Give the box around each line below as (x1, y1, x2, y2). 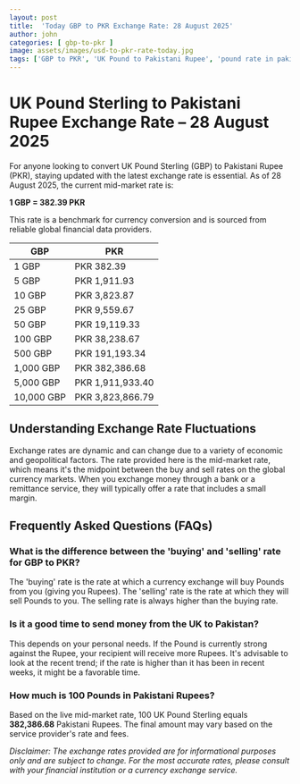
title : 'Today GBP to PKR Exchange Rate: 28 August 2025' (9, 21, 234, 30)
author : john (9, 30, 58, 38)
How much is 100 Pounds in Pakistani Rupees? (9, 689, 215, 702)
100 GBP (13, 333, 53, 345)
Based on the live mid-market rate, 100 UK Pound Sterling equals (9, 710, 248, 721)
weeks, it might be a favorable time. (9, 667, 141, 678)
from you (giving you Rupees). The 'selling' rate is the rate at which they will (9, 586, 289, 597)
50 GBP (13, 318, 46, 331)
